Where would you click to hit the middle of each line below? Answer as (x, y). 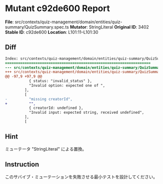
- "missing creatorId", (39, 99)
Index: (12, 59)
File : (9, 22)
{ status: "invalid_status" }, (60, 81)
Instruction (22, 164)
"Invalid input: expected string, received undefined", (87, 113)
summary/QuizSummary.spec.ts (37, 27)
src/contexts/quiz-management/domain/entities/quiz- (69, 22)
